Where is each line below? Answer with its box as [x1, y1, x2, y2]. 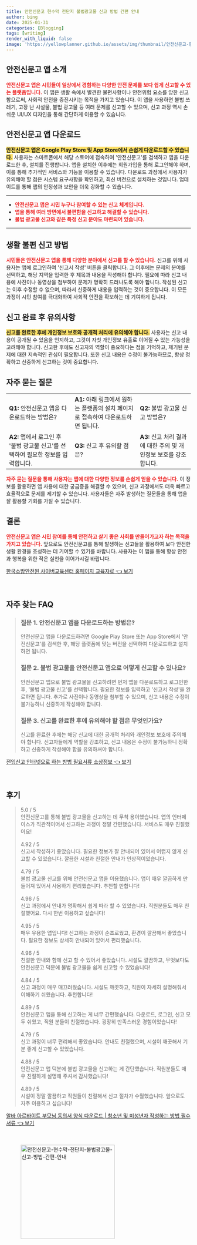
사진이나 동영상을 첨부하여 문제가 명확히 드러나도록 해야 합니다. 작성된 [16, 278, 177, 286]
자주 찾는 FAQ [6, 600, 54, 610]
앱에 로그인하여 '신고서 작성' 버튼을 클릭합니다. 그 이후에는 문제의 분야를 [21, 264, 186, 271]
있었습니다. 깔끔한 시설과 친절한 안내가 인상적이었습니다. [38, 855, 167, 862]
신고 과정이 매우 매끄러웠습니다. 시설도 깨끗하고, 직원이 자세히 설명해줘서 [20, 984, 186, 991]
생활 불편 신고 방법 [6, 240, 69, 250]
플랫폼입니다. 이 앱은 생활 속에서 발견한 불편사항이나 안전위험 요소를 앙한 [12, 89, 178, 96]
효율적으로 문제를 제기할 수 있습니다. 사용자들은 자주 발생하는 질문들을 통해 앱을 [6, 490, 188, 497]
